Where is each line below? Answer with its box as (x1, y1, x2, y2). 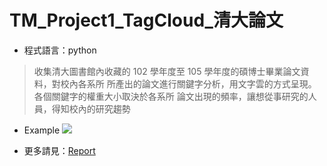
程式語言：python (23, 44, 97, 56)
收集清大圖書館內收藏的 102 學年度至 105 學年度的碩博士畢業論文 (33, 65, 301, 77)
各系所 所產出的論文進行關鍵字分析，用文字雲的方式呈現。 (77, 77, 317, 90)
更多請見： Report (23, 144, 96, 156)
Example (23, 124, 61, 136)
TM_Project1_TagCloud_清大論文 (9, 9, 284, 32)
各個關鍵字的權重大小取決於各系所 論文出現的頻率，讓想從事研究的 (33, 90, 309, 102)
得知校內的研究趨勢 (51, 102, 131, 115)
